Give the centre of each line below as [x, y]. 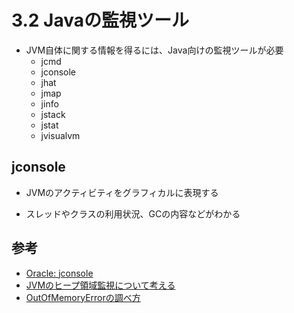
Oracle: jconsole [59, 273]
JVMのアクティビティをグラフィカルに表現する [122, 192]
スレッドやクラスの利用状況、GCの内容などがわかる [133, 213]
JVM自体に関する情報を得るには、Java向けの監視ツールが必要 [154, 50]
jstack [53, 114]
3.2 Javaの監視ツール [100, 20]
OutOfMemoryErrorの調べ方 [83, 297]
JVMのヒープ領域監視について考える [100, 285]
